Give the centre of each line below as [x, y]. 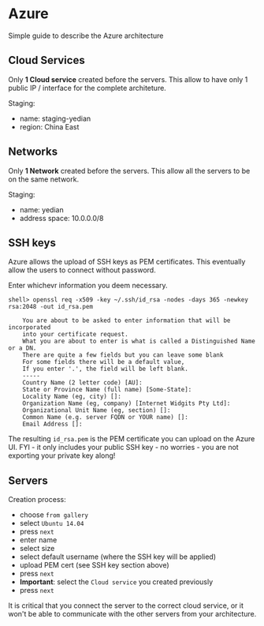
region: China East [49, 126]
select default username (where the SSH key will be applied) [118, 557]
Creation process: [37, 500]
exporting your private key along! [62, 455]
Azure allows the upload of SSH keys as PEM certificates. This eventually [127, 262]
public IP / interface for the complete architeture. [87, 88]
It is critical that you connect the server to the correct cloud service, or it [126, 605]
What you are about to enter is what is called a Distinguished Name [139, 341]
